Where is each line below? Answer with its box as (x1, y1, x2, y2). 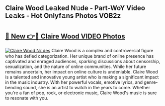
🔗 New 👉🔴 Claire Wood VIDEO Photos (5, 32, 125, 40)
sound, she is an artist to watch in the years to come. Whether (23, 85, 151, 90)
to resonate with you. (5, 95, 49, 101)
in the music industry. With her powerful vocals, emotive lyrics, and (5, 79, 143, 85)
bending (5, 85, 22, 90)
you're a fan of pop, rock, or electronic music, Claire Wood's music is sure (5, 90, 157, 96)
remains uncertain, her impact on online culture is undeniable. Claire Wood (5, 69, 158, 74)
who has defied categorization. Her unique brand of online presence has (5, 53, 154, 59)
